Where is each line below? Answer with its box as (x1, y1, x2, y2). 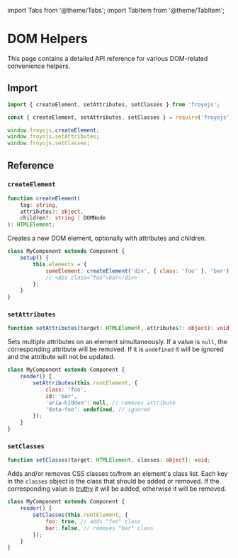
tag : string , (20, 201, 59, 208)
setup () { (20, 254, 50, 261)
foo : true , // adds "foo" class (45, 518, 141, 525)
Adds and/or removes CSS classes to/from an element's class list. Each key (7, 469, 228, 478)
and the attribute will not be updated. (7, 353, 115, 361)
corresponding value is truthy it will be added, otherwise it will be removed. (7, 484, 227, 493)
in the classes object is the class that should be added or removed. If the (7, 477, 220, 486)
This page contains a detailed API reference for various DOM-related (7, 54, 208, 62)
